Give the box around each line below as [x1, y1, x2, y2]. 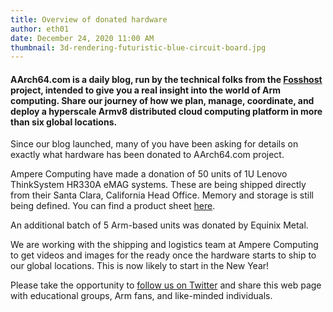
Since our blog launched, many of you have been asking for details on [10, 138, 299, 150]
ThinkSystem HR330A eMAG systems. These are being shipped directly [10, 179, 307, 191]
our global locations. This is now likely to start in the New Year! [10, 260, 270, 272]
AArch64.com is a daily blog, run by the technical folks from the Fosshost [10, 73, 323, 85]
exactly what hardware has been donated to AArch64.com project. [10, 149, 285, 161]
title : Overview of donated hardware [10, 14, 168, 25]
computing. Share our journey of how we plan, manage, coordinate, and [10, 94, 315, 106]
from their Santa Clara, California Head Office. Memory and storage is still [10, 189, 314, 201]
